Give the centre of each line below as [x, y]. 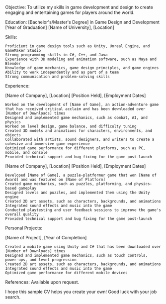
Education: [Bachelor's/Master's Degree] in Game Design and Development [83, 22]
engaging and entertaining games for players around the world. [70, 12]
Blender [13, 64]
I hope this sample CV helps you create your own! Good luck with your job [81, 292]
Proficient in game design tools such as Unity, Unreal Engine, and [78, 46]
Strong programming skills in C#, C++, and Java [56, 55]
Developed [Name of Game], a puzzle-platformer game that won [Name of [81, 175]
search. [13, 297]
